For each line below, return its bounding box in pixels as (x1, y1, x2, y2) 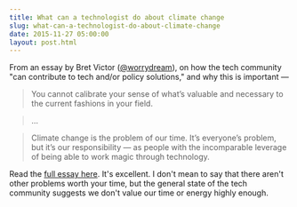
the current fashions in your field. (30, 99, 154, 109)
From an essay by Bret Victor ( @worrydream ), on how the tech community (9, 62, 282, 73)
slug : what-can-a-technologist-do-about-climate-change (9, 21, 221, 30)
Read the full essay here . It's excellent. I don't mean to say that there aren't (9, 169, 285, 179)
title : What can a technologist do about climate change (9, 12, 225, 22)
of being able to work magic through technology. (30, 152, 211, 163)
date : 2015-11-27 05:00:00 (9, 29, 109, 38)
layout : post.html (9, 37, 77, 47)
